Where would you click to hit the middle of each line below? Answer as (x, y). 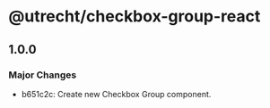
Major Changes (43, 75)
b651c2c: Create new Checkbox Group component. (116, 94)
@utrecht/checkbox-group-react (135, 17)
